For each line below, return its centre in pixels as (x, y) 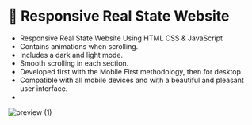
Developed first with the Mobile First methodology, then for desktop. (131, 71)
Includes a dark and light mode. (71, 55)
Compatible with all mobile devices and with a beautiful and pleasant (132, 80)
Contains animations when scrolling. (79, 46)
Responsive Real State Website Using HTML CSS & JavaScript (121, 38)
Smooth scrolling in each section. (74, 63)
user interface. (44, 88)
